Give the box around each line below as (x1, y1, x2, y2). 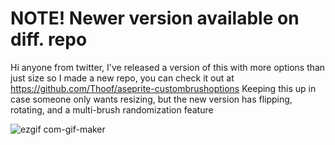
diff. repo (10, 28, 88, 51)
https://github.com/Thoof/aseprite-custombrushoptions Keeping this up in (10, 82, 317, 94)
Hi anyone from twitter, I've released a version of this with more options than (10, 61, 326, 73)
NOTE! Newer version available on (10, 7, 300, 30)
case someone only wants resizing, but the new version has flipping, (10, 93, 293, 105)
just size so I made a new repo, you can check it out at (10, 72, 235, 84)
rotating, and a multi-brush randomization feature (10, 103, 214, 116)
